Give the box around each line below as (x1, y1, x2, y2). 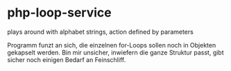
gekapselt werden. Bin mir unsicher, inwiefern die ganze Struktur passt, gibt (7, 48, 224, 57)
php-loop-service (7, 5, 112, 21)
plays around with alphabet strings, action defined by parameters (7, 28, 194, 36)
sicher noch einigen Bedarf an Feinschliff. (7, 55, 126, 63)
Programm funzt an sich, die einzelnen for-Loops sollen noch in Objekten (7, 41, 216, 49)
